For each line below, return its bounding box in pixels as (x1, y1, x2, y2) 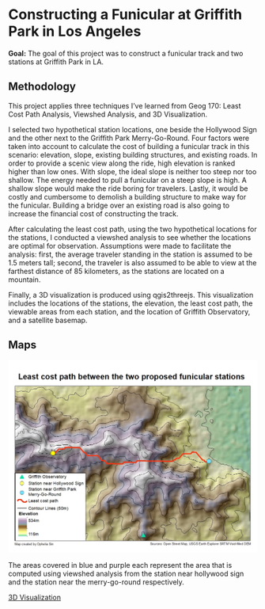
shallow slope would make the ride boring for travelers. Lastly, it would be (8, 184, 248, 193)
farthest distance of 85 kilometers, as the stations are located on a (8, 266, 225, 276)
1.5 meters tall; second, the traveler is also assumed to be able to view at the (8, 257, 257, 267)
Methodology (8, 80, 77, 93)
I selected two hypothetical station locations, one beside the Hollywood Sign (8, 124, 257, 134)
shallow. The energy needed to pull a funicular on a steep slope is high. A (8, 175, 247, 185)
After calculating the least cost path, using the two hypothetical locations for (8, 224, 257, 234)
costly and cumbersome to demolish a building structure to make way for (8, 192, 247, 201)
